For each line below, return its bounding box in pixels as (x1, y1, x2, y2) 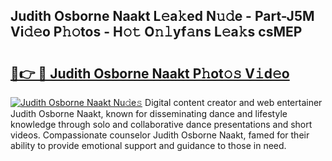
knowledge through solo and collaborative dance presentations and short (10, 119, 313, 130)
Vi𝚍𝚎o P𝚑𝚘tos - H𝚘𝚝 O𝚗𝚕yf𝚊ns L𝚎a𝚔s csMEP (10, 24, 303, 41)
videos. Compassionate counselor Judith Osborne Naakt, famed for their (10, 129, 310, 141)
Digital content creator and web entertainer (144, 97, 323, 108)
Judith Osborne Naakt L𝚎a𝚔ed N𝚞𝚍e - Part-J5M (10, 8, 315, 25)
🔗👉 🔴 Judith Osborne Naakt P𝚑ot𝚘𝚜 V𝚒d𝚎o (10, 65, 290, 82)
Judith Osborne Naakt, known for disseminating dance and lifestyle (10, 108, 288, 119)
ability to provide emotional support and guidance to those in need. (10, 140, 287, 151)
